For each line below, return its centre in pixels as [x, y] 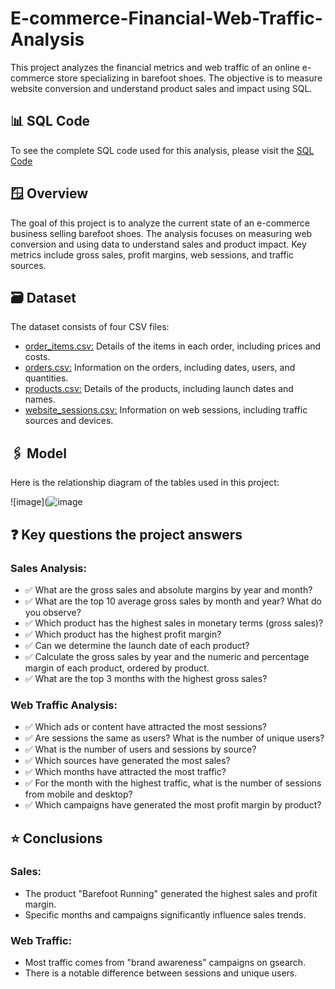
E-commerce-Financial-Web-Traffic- [166, 18]
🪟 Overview [49, 193]
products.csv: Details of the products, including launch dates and [159, 389]
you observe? [53, 612]
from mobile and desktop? [78, 794]
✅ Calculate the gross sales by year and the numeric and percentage [167, 656]
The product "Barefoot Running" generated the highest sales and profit [171, 893]
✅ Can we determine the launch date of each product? [137, 645]
